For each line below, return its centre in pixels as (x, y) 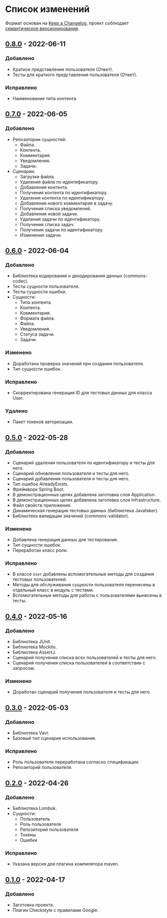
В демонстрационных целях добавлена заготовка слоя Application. (84, 494)
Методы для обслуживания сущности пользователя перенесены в (84, 585)
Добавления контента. (44, 187)
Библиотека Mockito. (34, 647)
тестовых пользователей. (40, 579)
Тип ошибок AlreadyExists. (40, 484)
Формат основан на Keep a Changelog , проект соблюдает (67, 23)
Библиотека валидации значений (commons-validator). (71, 516)
